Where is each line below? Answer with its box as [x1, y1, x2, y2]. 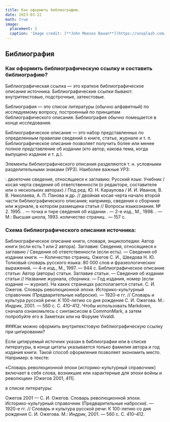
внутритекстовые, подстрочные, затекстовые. [5, 93, 105, 99]
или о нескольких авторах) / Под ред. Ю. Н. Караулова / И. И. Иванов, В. [5, 187, 163, 193]
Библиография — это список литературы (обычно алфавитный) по [5, 103, 149, 110]
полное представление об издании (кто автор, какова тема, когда [5, 146, 148, 152]
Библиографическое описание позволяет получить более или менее [5, 140, 155, 146]
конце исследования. [5, 120, 52, 126]
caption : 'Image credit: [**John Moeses [10, 31, 96, 36]
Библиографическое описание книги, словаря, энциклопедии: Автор [5, 238, 155, 244]
